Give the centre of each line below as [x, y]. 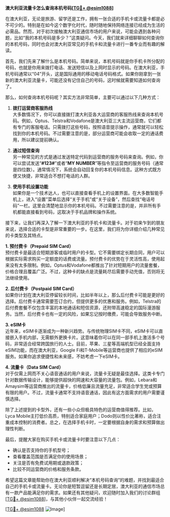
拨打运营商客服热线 [33, 108]
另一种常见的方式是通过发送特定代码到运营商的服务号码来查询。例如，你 [88, 157]
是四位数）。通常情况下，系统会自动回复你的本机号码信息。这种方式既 [84, 170]
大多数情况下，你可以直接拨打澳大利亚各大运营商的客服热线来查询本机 [86, 114]
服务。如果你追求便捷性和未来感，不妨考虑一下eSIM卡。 [64, 356]
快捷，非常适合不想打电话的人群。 [57, 176]
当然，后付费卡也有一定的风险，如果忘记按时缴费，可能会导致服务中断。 [89, 314]
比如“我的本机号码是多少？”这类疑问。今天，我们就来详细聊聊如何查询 [87, 38]
